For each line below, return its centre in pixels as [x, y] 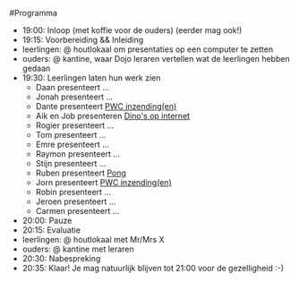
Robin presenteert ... [73, 192]
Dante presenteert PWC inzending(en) [106, 106]
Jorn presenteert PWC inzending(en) [103, 182]
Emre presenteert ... [72, 144]
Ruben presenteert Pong [81, 173]
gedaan [36, 68]
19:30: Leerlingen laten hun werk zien [91, 78]
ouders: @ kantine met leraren [78, 249]
